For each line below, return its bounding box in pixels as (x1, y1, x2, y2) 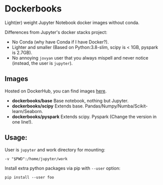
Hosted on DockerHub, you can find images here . (4, 88, 107, 94)
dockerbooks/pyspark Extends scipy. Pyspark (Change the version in (11, 113, 157, 119)
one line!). (11, 118, 33, 125)
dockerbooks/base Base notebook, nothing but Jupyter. (11, 97, 128, 103)
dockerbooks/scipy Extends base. (11, 103, 84, 109)
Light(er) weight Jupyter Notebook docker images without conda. (4, 19, 139, 25)
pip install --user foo (4, 174, 54, 180)
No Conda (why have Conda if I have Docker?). (11, 38, 109, 45)
